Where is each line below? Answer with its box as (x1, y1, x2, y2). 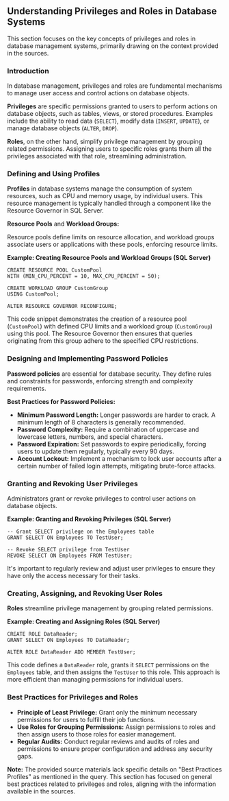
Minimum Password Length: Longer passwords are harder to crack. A (16, 411, 216, 419)
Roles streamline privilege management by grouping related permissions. (7, 604, 214, 612)
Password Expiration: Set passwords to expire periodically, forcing (16, 440, 206, 448)
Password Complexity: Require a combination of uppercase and (16, 425, 200, 433)
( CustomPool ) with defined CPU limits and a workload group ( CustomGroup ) (7, 322, 213, 331)
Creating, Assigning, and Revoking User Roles (7, 588, 163, 598)
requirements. (7, 384, 46, 392)
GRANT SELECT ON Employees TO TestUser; (7, 534, 124, 541)
